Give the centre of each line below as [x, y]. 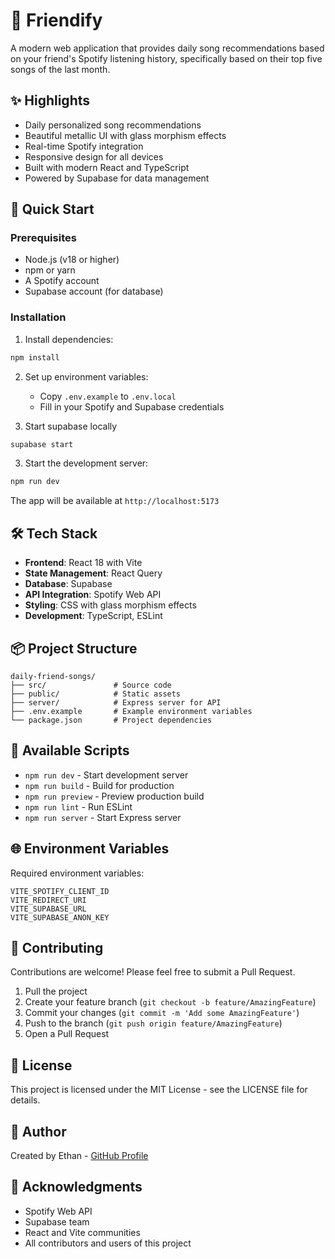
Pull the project [56, 991]
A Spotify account [62, 281]
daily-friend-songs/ [53, 676]
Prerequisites [43, 238]
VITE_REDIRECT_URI [48, 900]
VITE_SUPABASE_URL [48, 909]
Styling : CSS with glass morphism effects [110, 605]
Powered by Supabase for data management [117, 178]
